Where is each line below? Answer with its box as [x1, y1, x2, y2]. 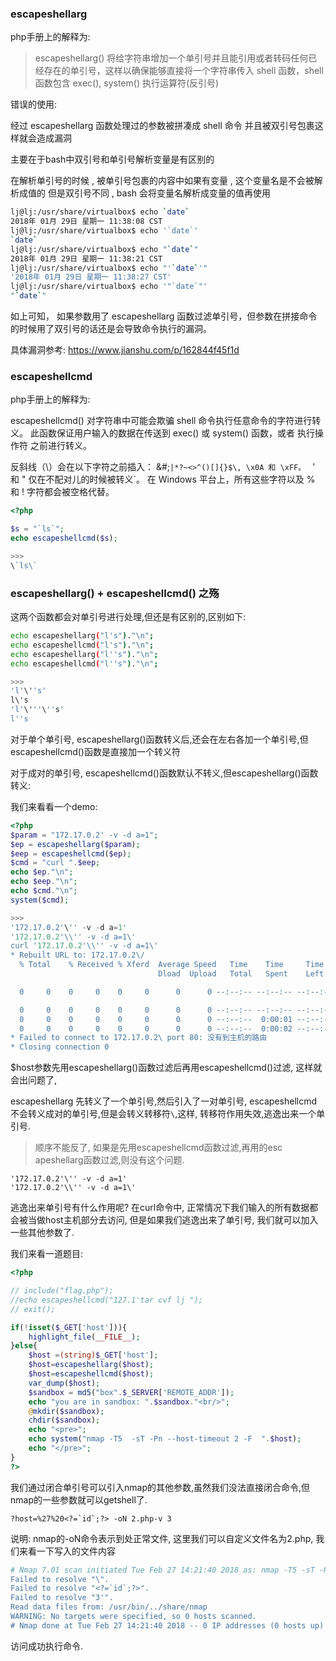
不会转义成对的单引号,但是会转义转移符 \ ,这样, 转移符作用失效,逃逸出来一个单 [10, 1108, 326, 1120]
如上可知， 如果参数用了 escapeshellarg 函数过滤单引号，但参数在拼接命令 [10, 310, 318, 322]
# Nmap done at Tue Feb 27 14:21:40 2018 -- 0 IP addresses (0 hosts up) [10, 1620, 325, 1631]
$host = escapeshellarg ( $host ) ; [28, 1360, 155, 1370]
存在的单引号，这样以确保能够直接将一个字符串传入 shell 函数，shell [43, 65, 324, 77]
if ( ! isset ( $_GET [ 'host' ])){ [10, 1322, 128, 1332]
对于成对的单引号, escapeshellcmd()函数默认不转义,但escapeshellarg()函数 [10, 767, 319, 779]
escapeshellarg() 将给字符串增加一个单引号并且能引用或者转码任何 [34, 52, 309, 64]
